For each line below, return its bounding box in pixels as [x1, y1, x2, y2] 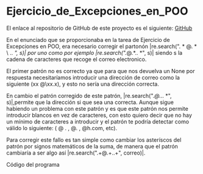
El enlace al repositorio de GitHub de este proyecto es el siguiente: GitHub [6, 24, 193, 32]
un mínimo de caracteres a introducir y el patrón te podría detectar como [6, 117, 190, 125]
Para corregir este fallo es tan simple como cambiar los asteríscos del [6, 136, 182, 144]
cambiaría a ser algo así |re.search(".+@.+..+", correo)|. [6, 149, 146, 156]
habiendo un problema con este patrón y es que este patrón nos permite [6, 105, 189, 112]
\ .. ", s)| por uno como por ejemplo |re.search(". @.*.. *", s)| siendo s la [6, 49, 183, 56]
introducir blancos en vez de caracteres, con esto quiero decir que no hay [6, 111, 192, 119]
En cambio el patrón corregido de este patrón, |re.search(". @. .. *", [6, 92, 172, 99]
